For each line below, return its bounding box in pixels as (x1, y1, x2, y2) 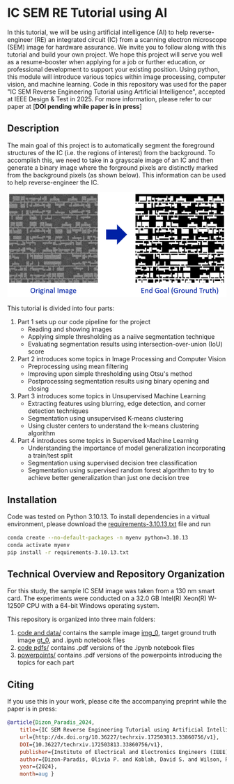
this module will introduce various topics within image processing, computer (7, 72, 226, 81)
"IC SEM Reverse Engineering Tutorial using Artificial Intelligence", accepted (7, 87, 226, 96)
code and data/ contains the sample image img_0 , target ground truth (17, 629, 217, 637)
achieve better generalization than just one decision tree (27, 474, 189, 482)
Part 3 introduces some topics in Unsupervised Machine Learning (17, 392, 206, 400)
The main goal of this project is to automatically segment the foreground (7, 141, 214, 150)
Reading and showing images (27, 325, 113, 333)
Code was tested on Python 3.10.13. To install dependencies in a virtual (7, 512, 210, 521)
